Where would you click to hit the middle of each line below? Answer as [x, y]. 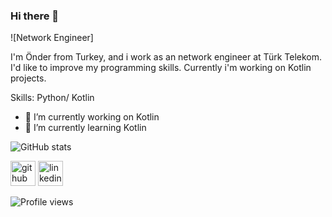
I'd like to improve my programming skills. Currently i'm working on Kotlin [161, 68]
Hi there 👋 [35, 16]
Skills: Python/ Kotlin [52, 98]
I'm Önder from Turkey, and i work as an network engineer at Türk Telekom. [166, 57]
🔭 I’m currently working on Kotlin [92, 117]
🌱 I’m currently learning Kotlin [85, 128]
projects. [28, 78]
